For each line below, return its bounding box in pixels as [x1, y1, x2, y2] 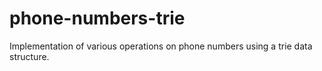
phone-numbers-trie [9, 7, 186, 30]
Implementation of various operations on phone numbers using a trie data [9, 40, 313, 52]
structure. [9, 50, 50, 62]
